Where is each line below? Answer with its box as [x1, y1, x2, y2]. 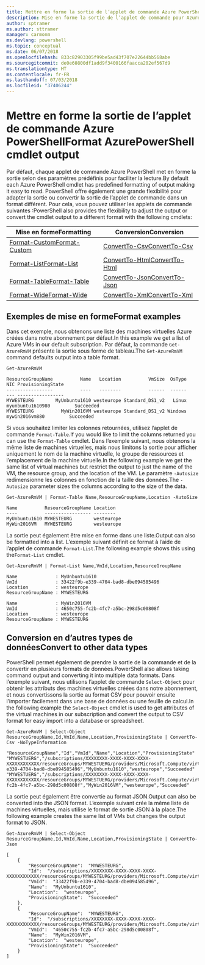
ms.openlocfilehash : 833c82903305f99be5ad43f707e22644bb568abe [6, 54, 171, 60]
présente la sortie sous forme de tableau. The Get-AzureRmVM [32, 347, 183, 354]
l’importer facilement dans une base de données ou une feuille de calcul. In [6, 697, 194, 705]
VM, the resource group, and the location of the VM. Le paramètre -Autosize [6, 469, 199, 476]
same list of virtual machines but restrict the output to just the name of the [6, 463, 193, 470]
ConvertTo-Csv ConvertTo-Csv [103, 242, 193, 250]
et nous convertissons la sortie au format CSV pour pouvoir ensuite [6, 691, 176, 698]
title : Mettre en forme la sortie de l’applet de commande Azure [6, 9, 176, 15]
